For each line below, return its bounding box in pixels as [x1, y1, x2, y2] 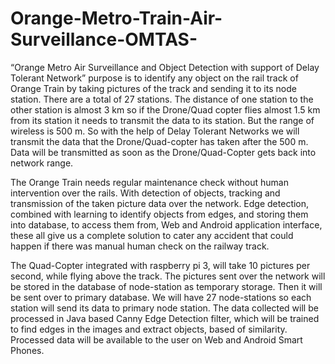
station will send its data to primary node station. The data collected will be [10, 302, 319, 314]
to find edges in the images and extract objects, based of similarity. [10, 323, 288, 335]
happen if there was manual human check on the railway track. [10, 240, 270, 252]
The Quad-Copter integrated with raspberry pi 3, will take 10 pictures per [10, 259, 311, 271]
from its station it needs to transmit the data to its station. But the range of [10, 114, 315, 126]
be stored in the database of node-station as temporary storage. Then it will [10, 280, 323, 292]
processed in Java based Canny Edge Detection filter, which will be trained [10, 312, 320, 324]
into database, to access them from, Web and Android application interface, [10, 218, 323, 231]
